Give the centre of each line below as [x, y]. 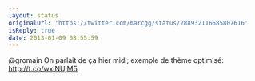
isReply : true [32, 30]
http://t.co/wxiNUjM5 [43, 69]
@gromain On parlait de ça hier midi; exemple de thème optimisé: [116, 60]
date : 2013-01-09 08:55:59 [53, 38]
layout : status [34, 15]
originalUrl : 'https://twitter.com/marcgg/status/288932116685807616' [128, 23]
